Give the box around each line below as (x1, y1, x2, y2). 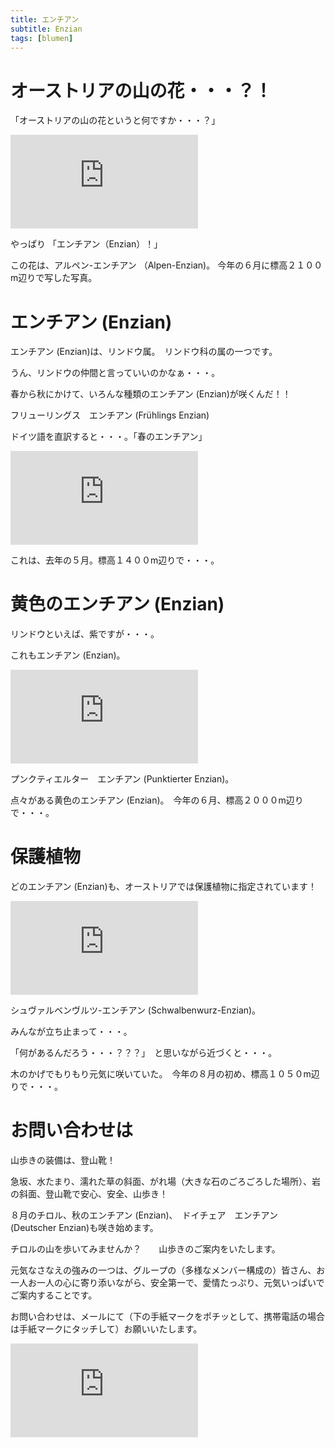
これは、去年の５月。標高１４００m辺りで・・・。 (10, 554, 220, 566)
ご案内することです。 (10, 1289, 98, 1301)
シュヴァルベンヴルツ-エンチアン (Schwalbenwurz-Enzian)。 (10, 1004, 262, 1016)
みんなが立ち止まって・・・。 (10, 1026, 133, 1038)
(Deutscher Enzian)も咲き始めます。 (10, 1222, 155, 1234)
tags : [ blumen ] (10, 33, 74, 43)
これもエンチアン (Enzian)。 (10, 649, 126, 661)
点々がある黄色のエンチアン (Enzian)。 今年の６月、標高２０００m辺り (10, 794, 304, 806)
